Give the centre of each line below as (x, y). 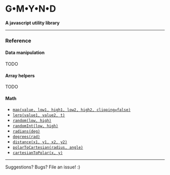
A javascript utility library (32, 23)
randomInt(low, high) (35, 126)
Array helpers (20, 75)
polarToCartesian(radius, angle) (48, 148)
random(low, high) (32, 121)
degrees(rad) (26, 137)
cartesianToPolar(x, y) (38, 153)
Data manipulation (25, 53)
